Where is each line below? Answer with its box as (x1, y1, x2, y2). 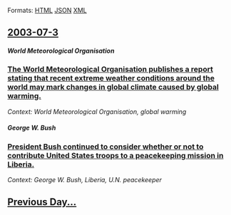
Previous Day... (7, 196, 77, 209)
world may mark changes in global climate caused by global (7, 82, 219, 92)
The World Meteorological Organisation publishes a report (7, 64, 214, 74)
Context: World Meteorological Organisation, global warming (7, 107, 187, 116)
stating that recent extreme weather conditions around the (7, 73, 215, 83)
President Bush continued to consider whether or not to (7, 142, 204, 152)
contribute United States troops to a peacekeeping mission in (7, 150, 224, 160)
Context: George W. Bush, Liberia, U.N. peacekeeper (7, 176, 163, 184)
